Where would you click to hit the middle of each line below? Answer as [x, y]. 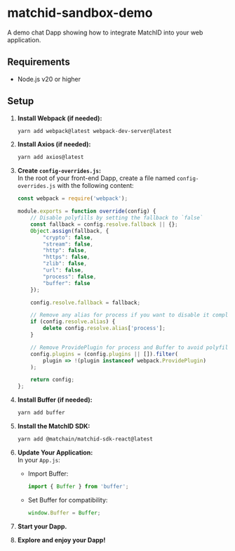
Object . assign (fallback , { [70, 231]
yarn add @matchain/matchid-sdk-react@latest [85, 439]
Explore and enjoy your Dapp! [61, 540]
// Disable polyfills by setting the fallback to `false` [117, 218]
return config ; [53, 380]
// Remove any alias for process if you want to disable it [120, 315]
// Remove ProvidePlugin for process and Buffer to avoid [117, 347]
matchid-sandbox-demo [80, 13]
